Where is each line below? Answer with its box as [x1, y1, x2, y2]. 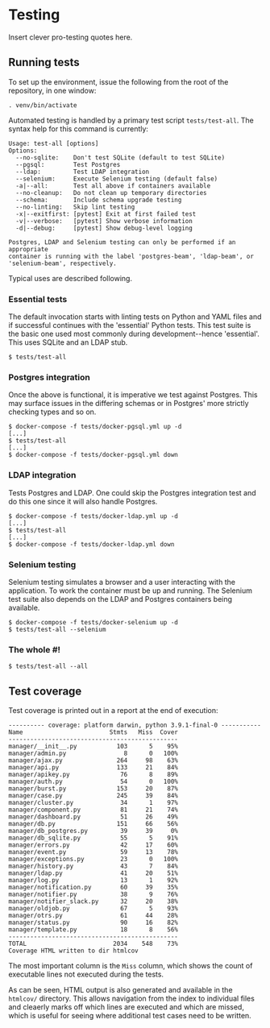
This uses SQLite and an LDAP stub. [8, 338, 128, 347]
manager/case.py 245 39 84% [8, 792, 179, 800]
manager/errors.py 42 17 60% [8, 841, 179, 849]
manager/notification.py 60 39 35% [8, 884, 179, 892]
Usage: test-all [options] [8, 139, 99, 147]
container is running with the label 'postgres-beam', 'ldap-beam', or [8, 252, 254, 260]
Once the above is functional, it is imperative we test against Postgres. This [8, 390, 258, 400]
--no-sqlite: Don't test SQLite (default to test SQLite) [15, 153, 226, 162]
